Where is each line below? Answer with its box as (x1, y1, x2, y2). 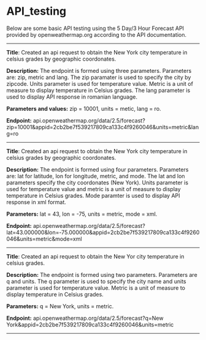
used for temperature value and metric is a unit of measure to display (6, 185, 181, 192)
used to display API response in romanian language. (6, 93, 138, 100)
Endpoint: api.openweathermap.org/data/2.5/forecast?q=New (6, 314, 164, 322)
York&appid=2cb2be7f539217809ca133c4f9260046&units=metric (6, 320, 174, 328)
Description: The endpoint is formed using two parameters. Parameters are (6, 271, 197, 278)
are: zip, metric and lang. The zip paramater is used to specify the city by (6, 74, 191, 81)
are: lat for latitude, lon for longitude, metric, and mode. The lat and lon (6, 172, 185, 179)
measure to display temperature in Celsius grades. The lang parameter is (6, 86, 191, 94)
